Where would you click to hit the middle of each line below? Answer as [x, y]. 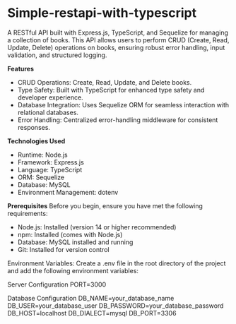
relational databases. [48, 112]
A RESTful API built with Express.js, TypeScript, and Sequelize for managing [118, 32]
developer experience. [50, 97]
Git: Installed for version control [63, 249]
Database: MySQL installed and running [75, 242]
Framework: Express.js [51, 162]
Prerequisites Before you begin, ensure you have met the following [105, 205]
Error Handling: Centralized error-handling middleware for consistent [118, 120]
